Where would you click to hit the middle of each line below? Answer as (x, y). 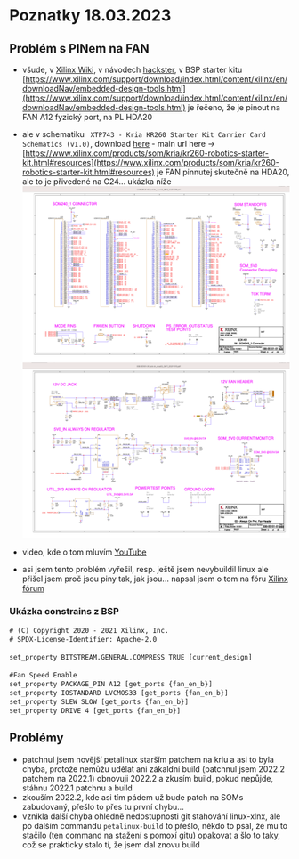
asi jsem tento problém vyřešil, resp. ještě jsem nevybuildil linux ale (145, 569)
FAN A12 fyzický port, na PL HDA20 (87, 117)
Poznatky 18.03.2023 (90, 16)
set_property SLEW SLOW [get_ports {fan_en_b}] (99, 701)
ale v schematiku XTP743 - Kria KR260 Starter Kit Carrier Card (144, 134)
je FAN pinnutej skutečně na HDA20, (223, 172)
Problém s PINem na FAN (79, 49)
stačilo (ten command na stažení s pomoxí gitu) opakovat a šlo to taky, (151, 835)
